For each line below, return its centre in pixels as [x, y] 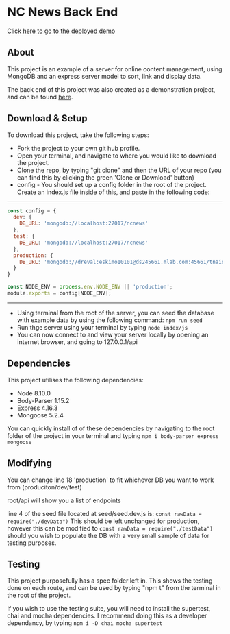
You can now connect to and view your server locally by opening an [113, 334]
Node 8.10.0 [34, 393]
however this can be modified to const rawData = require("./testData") [110, 528]
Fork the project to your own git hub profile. [78, 148]
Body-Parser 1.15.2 [43, 400]
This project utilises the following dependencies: [75, 380]
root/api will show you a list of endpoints [64, 500]
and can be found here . [40, 97]
